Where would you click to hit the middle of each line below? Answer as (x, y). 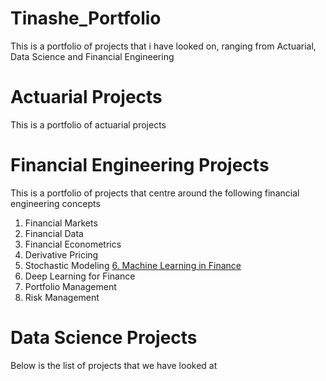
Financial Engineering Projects (140, 165)
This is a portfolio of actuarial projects (88, 124)
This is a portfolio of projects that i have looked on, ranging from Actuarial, (163, 46)
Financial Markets (61, 223)
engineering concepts (55, 203)
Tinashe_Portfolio (86, 18)
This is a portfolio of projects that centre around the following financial (155, 193)
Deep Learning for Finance (80, 276)
